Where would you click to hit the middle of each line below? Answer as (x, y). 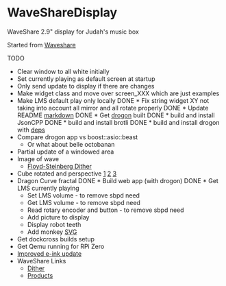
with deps (31, 130)
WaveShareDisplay (62, 13)
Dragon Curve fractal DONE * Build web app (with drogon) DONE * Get (118, 180)
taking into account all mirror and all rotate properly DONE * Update (113, 108)
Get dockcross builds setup (55, 239)
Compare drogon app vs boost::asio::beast (77, 137)
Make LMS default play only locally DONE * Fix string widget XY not (113, 100)
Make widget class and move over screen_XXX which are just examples (118, 93)
